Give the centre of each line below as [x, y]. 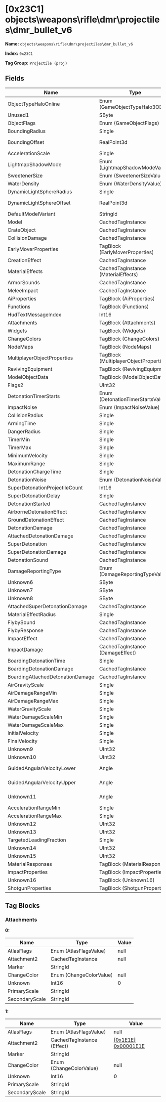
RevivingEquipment [30, 369]
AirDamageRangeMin [32, 693]
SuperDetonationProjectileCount [45, 487]
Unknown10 [22, 757]
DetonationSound [28, 560]
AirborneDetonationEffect [37, 512]
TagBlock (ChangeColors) [129, 339]
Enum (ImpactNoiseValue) [129, 407]
